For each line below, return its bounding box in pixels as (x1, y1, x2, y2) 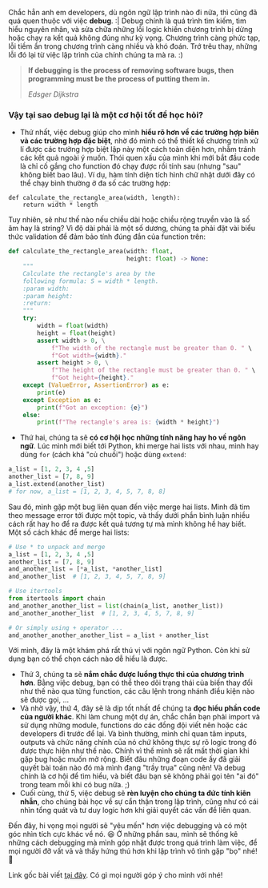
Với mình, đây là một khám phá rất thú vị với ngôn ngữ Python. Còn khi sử (8, 646, 250, 655)
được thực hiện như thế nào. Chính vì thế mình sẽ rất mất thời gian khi (19, 746, 250, 755)
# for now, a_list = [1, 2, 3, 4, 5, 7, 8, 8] (8, 488, 166, 496)
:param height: (22, 292, 74, 300)
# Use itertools (8, 587, 62, 595)
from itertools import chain (8, 595, 106, 603)
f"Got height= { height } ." (50, 374, 134, 382)
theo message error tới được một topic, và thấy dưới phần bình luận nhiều (8, 510, 250, 520)
